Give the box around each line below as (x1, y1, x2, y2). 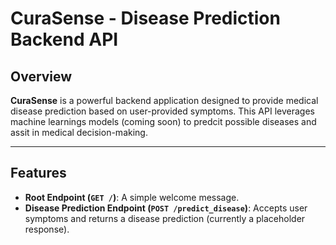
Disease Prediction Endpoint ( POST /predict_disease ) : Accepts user (24, 202, 308, 214)
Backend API (10, 28, 119, 51)
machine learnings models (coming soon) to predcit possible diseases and (10, 116, 317, 127)
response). (24, 223, 70, 235)
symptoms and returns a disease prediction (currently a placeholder (24, 212, 306, 224)
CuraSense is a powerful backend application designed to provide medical (10, 95, 319, 106)
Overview (10, 68, 73, 85)
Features (10, 165, 67, 182)
